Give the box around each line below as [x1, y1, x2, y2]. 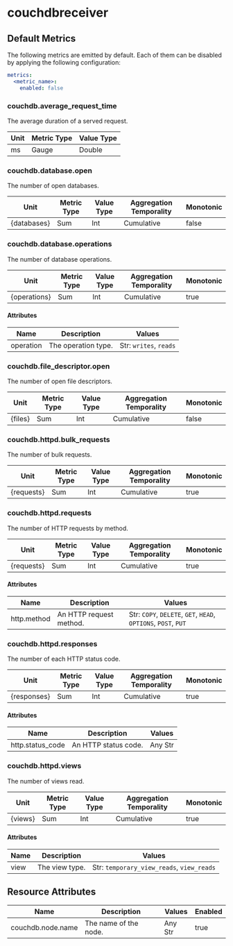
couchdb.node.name [10, 922, 78, 932]
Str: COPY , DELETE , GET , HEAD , [128, 609, 216, 619]
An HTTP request [57, 609, 114, 619]
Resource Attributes [7, 886, 96, 898]
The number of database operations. [7, 255, 112, 263]
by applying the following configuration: [7, 58, 121, 67]
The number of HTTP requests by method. [7, 524, 128, 532]
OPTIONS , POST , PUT [128, 618, 187, 627]
